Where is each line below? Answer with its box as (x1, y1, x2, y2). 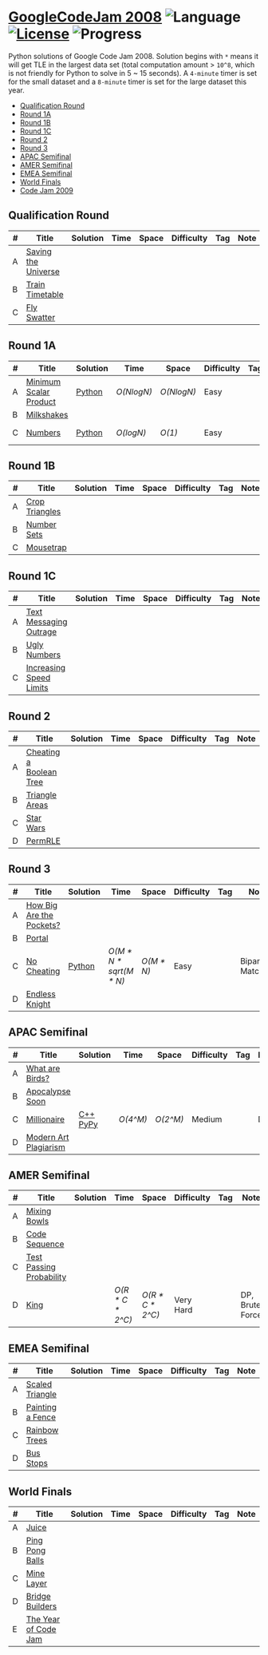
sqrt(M (108, 965, 134, 976)
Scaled (26, 1379, 53, 1390)
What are (26, 1063, 61, 1074)
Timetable (26, 288, 64, 299)
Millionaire (26, 1114, 65, 1125)
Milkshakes (26, 409, 69, 420)
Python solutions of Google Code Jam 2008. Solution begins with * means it (8, 51, 259, 61)
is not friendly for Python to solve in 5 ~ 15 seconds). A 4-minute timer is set (8, 68, 258, 77)
